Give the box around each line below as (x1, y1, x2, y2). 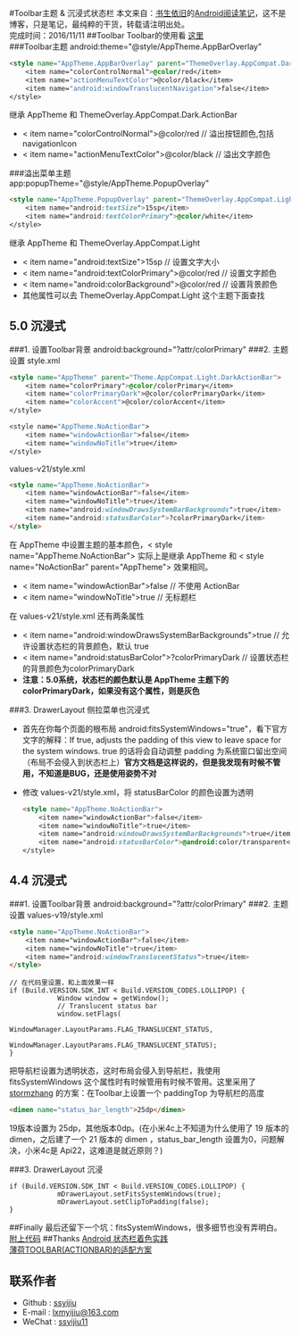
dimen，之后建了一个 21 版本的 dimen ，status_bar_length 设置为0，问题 (9, 1134, 278, 1145)
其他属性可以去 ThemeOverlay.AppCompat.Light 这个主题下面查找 (21, 289, 265, 301)
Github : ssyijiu (21, 1297, 78, 1307)
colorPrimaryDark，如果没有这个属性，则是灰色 (21, 685, 201, 696)
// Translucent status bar (56, 1002, 158, 1011)
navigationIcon (21, 138, 78, 149)
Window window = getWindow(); (56, 994, 170, 1003)
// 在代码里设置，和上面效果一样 (9, 978, 114, 988)
